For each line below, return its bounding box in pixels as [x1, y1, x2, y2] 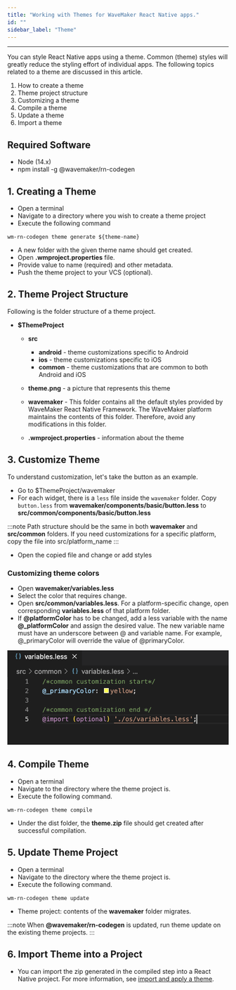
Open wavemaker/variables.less [17, 583, 114, 593]
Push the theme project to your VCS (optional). [17, 268, 153, 277]
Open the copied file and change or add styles [17, 550, 152, 559]
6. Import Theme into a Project [7, 949, 143, 961]
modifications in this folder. [27, 420, 107, 428]
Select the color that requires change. [17, 591, 127, 600]
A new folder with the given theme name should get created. [17, 246, 193, 254]
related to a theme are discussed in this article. [7, 67, 143, 77]
